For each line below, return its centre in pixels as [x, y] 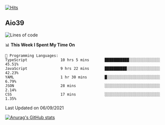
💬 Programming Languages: [32, 56]
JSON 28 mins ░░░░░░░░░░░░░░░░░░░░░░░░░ [83, 86]
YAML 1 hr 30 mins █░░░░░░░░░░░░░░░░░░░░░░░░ [83, 77]
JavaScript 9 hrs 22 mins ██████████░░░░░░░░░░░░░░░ [83, 68]
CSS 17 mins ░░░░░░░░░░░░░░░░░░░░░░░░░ [83, 94]
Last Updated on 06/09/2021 [35, 108]
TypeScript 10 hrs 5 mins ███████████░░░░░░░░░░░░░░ [83, 60]
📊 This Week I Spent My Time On [40, 45]
